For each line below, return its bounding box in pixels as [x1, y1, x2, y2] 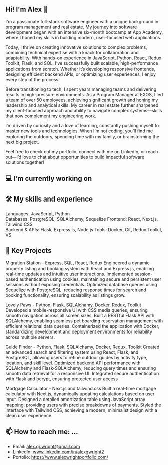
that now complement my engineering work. [5, 113, 97, 119]
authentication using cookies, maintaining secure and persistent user [19, 276, 162, 282]
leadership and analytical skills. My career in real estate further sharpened [5, 102, 159, 108]
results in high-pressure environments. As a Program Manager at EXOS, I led [5, 91, 163, 97]
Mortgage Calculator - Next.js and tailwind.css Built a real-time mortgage [5, 385, 156, 391]
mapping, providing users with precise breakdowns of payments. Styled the [5, 402, 161, 408]
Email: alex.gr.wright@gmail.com [12, 443, 80, 449]
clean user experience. [5, 412, 53, 418]
